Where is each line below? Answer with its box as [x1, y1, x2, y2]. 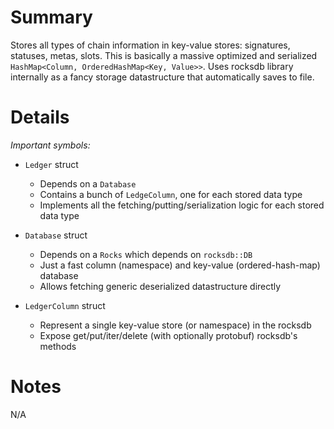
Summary [10, 6, 93, 29]
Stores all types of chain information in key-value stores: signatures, [10, 39, 291, 51]
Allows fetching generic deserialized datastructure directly [39, 280, 282, 292]
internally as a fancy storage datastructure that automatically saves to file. [10, 71, 315, 83]
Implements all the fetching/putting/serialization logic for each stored [39, 199, 325, 211]
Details [10, 106, 70, 129]
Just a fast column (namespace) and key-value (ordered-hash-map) [39, 259, 321, 271]
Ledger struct [24, 158, 79, 170]
